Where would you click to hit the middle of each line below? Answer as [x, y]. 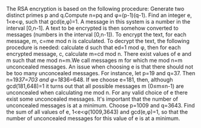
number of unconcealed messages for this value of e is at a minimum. [93, 118]
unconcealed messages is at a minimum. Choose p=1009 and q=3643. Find [100, 105]
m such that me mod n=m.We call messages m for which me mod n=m [94, 60]
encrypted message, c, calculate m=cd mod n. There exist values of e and [99, 54]
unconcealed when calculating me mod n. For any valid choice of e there [97, 93]
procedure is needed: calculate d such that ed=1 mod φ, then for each [94, 47]
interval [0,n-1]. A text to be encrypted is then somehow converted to [92, 28]
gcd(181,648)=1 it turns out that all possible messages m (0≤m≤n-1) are [95, 86]
